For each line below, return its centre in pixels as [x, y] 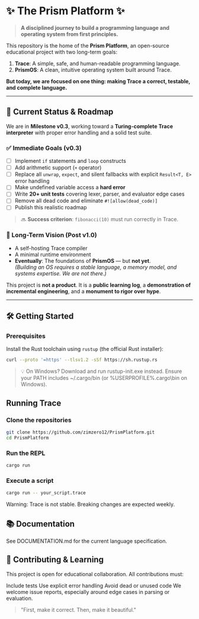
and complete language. [37, 87]
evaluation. [20, 598]
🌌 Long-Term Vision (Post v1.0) [52, 235]
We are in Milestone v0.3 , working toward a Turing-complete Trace [90, 126]
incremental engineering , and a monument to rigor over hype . [84, 291]
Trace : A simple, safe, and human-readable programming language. [97, 63]
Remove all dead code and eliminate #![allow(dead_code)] [86, 201]
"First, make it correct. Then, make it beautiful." [78, 609]
